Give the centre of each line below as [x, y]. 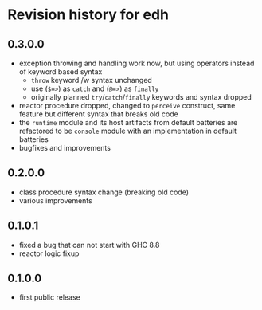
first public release [49, 297]
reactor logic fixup [49, 253]
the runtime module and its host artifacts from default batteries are [128, 122]
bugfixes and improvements [65, 148]
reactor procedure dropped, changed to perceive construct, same [127, 106]
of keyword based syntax [61, 72]
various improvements [55, 200]
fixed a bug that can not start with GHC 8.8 [89, 245]
